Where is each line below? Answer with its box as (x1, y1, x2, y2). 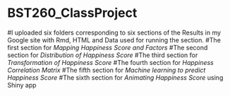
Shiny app (7, 80, 37, 89)
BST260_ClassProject (7, 5, 138, 21)
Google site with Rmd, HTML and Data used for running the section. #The (7, 35, 221, 44)
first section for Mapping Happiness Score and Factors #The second (7, 43, 208, 52)
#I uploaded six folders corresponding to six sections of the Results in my (7, 28, 221, 37)
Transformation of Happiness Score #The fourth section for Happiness (7, 58, 214, 66)
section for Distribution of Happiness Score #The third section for (7, 51, 198, 59)
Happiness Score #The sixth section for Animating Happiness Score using (7, 73, 224, 82)
